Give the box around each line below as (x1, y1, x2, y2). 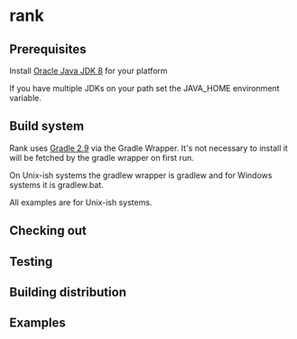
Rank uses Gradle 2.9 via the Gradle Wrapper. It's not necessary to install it (9, 142, 289, 154)
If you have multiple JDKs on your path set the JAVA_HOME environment (9, 83, 280, 93)
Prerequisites (9, 42, 87, 57)
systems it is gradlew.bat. (9, 179, 104, 190)
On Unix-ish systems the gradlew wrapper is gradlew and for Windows (9, 169, 273, 181)
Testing (9, 254, 53, 269)
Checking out (9, 223, 88, 239)
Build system (9, 118, 84, 134)
